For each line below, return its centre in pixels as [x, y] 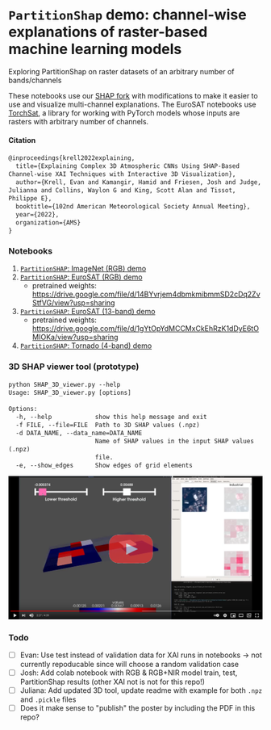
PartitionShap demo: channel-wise [128, 15]
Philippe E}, [30, 199]
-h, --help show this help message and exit [111, 417]
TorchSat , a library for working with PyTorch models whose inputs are [124, 113]
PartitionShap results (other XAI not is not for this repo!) [113, 682]
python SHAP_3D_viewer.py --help [65, 384]
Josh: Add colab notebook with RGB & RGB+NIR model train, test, [129, 673]
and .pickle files [48, 699]
